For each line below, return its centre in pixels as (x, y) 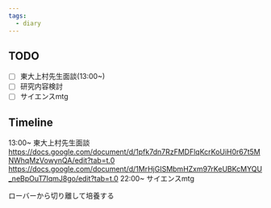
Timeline (31, 122)
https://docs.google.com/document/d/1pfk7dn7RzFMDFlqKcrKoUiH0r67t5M (134, 152)
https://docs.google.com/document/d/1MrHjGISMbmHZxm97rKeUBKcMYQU (135, 169)
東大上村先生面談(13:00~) (63, 77)
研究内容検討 (41, 86)
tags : (17, 16)
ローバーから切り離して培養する (61, 196)
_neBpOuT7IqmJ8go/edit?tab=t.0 (63, 179)
